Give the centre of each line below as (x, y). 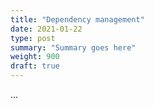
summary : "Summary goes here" (73, 47)
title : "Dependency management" (77, 19)
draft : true (35, 66)
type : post (33, 38)
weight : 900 (35, 57)
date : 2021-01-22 (46, 29)
